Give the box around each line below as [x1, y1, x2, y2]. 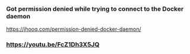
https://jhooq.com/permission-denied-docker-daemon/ [6, 26, 141, 33]
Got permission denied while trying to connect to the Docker [6, 5, 184, 13]
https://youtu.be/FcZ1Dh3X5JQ [6, 40, 100, 49]
